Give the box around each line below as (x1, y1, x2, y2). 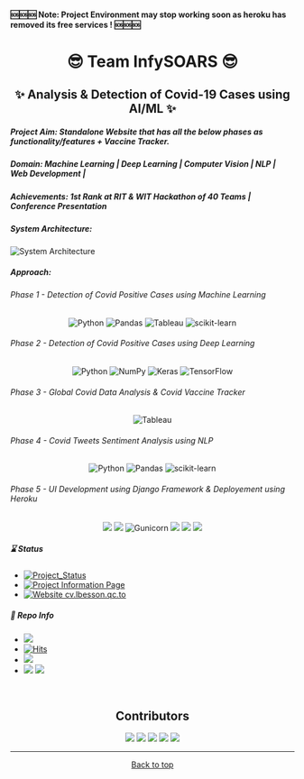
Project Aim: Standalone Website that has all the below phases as (10, 126, 263, 137)
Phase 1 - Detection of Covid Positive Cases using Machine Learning (10, 289, 267, 300)
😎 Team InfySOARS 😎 (67, 51, 238, 71)
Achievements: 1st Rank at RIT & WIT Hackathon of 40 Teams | (10, 191, 252, 202)
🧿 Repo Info (10, 610, 55, 621)
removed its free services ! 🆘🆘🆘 (10, 19, 141, 30)
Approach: (10, 266, 52, 277)
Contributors (115, 708, 190, 723)
